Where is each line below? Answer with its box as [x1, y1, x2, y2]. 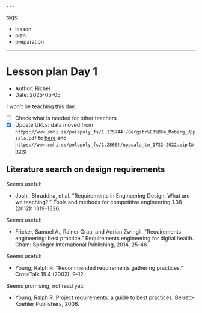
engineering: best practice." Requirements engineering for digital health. [14, 234, 194, 242]
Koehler [14, 300, 35, 307]
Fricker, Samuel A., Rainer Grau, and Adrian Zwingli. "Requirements [14, 228, 182, 235]
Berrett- [174, 294, 194, 301]
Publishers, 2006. [35, 300, 79, 307]
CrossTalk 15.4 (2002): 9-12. [14, 270, 85, 278]
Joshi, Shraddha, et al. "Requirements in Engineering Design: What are [14, 192, 190, 199]
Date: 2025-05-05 [14, 91, 61, 98]
